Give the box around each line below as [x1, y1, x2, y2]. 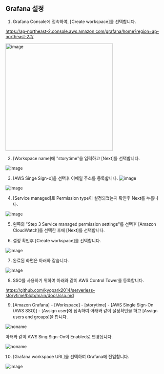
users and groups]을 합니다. [12, 314, 68, 320]
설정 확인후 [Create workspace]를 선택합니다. [12, 237, 102, 243]
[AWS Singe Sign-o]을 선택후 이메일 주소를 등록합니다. [12, 175, 118, 181]
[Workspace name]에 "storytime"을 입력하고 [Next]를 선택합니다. [12, 155, 140, 161]
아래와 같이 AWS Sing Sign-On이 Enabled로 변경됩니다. [5, 333, 113, 339]
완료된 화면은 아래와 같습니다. [12, 257, 69, 263]
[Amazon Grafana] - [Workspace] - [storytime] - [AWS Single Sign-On [12, 302, 154, 307]
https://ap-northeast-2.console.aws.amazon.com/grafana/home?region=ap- [5, 28, 159, 34]
